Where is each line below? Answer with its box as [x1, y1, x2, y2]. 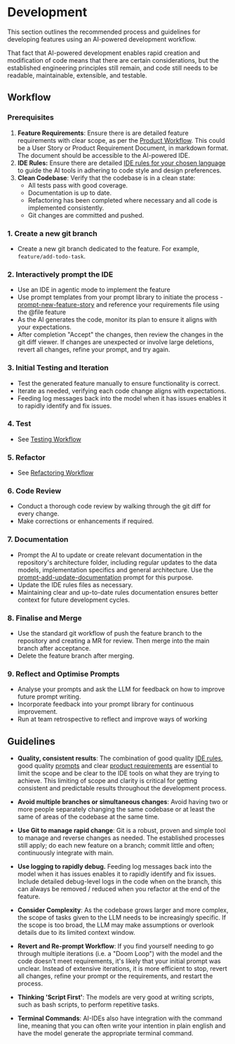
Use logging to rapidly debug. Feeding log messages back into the [17, 862, 212, 871]
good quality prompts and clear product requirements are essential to [17, 762, 219, 770]
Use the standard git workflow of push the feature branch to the [17, 629, 203, 637]
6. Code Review [7, 486, 62, 496]
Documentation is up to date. [27, 188, 112, 197]
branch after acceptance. [17, 644, 91, 652]
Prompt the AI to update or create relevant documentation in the [17, 551, 203, 559]
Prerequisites [7, 113, 54, 122]
